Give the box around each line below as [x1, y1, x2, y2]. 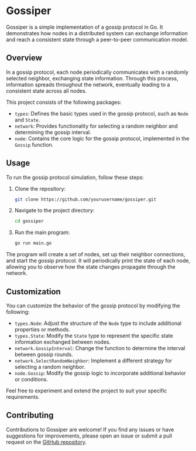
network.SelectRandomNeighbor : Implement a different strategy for [14, 357, 173, 364]
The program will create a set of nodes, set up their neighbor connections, [6, 251, 185, 258]
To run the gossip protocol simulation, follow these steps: [6, 174, 145, 181]
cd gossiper [14, 218, 44, 224]
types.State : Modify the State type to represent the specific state [14, 333, 174, 339]
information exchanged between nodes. [14, 338, 111, 345]
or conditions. [14, 376, 49, 382]
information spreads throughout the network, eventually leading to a [6, 81, 170, 88]
